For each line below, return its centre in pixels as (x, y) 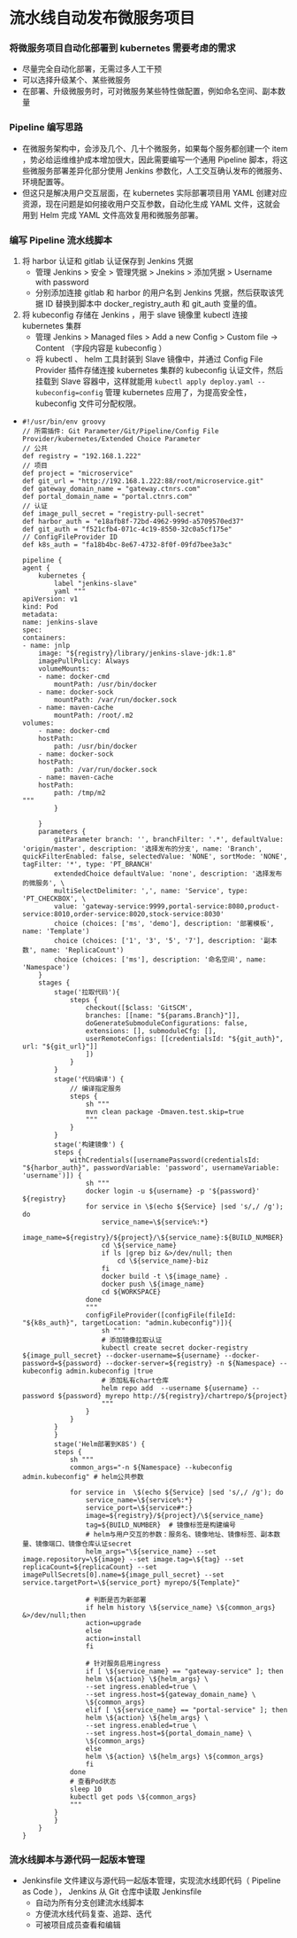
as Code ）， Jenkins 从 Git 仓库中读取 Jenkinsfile (111, 1892)
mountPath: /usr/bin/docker (106, 685)
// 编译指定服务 (95, 1089)
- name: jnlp (46, 646)
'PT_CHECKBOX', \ (54, 899)
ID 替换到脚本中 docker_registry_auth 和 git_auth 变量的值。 (154, 304)
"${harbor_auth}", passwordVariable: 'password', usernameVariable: (151, 1168)
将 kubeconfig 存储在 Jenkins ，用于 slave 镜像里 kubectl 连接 (135, 315)
